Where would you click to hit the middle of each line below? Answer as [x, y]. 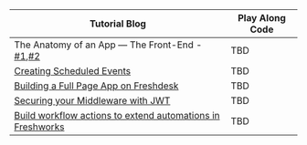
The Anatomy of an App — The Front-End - [108, 45]
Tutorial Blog [118, 24]
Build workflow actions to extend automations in [117, 115]
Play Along [261, 18]
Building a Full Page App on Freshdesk [96, 86]
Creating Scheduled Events [72, 71]
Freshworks [39, 127]
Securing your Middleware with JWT [92, 101]
